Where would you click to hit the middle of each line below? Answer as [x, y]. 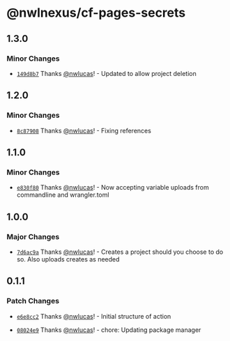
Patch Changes [33, 301]
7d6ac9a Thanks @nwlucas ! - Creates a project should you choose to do [120, 252]
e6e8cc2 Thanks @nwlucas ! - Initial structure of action [94, 316]
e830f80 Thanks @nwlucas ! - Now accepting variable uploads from [113, 188]
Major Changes [33, 236]
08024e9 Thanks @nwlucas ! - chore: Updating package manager [109, 330]
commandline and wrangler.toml [63, 195]
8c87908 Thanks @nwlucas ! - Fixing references [84, 130]
